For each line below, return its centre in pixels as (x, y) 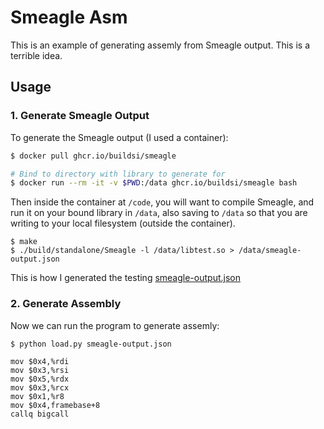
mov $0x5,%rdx (40, 379)
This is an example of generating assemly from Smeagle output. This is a (160, 45)
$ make (24, 242)
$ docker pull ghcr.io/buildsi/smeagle (93, 156)
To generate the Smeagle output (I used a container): (119, 137)
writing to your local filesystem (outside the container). (123, 223)
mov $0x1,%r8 (37, 397)
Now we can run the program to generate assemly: (115, 325)
